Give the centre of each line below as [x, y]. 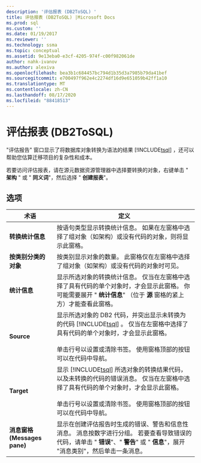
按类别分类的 [28, 257]
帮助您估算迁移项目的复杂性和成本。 [51, 157]
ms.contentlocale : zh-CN [37, 90]
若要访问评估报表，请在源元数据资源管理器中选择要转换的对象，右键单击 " [97, 170]
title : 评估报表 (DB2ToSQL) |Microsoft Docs [61, 17]
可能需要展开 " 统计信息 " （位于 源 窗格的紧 [117, 295]
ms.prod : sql [22, 23]
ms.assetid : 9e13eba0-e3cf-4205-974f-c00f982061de [71, 56]
